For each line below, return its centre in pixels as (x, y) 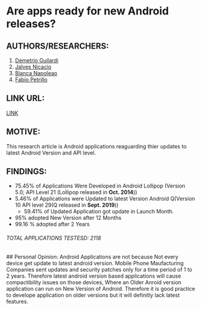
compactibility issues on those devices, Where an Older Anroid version (94, 282)
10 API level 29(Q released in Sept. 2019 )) (67, 205)
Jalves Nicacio (33, 67)
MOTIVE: (23, 132)
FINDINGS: (26, 172)
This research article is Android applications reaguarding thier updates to (97, 146)
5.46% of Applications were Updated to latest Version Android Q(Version (105, 199)
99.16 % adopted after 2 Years (52, 224)
